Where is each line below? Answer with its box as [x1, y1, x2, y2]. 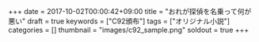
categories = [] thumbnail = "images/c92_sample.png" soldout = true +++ [8, 26, 249, 34]
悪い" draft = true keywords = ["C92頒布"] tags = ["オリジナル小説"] [8, 16, 230, 26]
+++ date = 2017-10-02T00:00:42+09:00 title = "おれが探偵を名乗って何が [8, 7, 252, 16]
